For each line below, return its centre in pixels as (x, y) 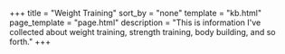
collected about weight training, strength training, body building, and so (142, 32)
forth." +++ (30, 41)
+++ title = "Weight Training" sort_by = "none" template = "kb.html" (136, 13)
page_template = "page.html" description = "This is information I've (135, 22)
